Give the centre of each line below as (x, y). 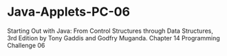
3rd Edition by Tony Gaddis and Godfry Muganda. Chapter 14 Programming (113, 38)
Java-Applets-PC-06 (69, 12)
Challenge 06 (26, 45)
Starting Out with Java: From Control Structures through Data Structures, (110, 31)
